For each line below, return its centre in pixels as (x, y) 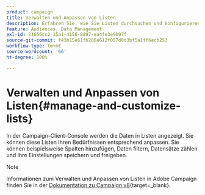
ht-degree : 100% (27, 57)
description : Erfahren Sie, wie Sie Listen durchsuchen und (85, 23)
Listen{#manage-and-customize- (94, 106)
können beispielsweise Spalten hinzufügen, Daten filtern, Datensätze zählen (102, 148)
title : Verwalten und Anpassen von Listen (61, 18)
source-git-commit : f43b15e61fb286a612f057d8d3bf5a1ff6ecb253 (87, 40)
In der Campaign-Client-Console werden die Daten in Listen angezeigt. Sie (100, 135)
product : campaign (30, 12)
